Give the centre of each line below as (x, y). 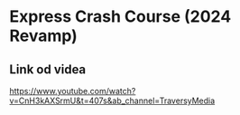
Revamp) (44, 36)
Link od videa (48, 69)
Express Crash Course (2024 (120, 17)
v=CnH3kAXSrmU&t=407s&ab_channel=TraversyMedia (112, 101)
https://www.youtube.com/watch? (73, 91)
